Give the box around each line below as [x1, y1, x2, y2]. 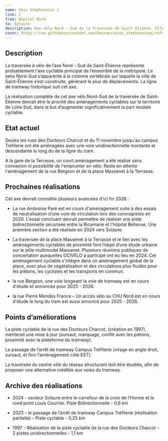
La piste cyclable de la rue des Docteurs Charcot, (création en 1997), [5, 326, 146, 332]
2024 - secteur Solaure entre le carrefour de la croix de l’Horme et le [12, 395, 154, 401]
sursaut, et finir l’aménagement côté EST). [5, 352, 92, 358]
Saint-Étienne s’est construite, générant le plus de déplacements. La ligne [5, 78, 157, 84]
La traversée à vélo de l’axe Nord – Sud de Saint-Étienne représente [5, 62, 145, 68]
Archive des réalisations [5, 381, 82, 390]
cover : [5, 31, 19, 36]
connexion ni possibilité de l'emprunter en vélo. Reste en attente [5, 163, 137, 169]
